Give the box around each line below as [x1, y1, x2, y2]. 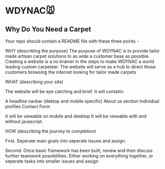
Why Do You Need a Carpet [5, 25, 91, 33]
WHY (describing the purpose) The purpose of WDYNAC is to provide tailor [5, 48, 160, 53]
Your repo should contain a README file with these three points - [5, 38, 139, 44]
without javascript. [5, 118, 43, 124]
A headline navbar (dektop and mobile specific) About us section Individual [5, 98, 160, 104]
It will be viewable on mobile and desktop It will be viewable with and [5, 113, 147, 119]
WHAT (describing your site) [5, 79, 64, 84]
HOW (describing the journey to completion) [5, 128, 96, 134]
